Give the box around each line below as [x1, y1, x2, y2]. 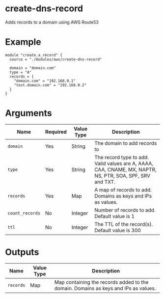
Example [5, 36, 41, 48]
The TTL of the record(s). [94, 220, 153, 227]
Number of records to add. [94, 207, 156, 214]
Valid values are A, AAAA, [94, 160, 154, 167]
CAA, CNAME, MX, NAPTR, [94, 166, 157, 173]
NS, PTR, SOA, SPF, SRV [94, 172, 151, 179]
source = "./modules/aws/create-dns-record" [9, 57, 102, 62]
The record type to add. [94, 154, 149, 161]
